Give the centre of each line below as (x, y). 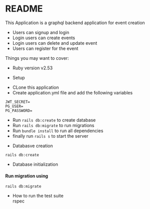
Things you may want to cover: (37, 58)
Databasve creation (33, 146)
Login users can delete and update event (55, 43)
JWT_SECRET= (18, 102)
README (24, 9)
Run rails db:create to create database (54, 120)
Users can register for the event (45, 48)
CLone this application (36, 87)
